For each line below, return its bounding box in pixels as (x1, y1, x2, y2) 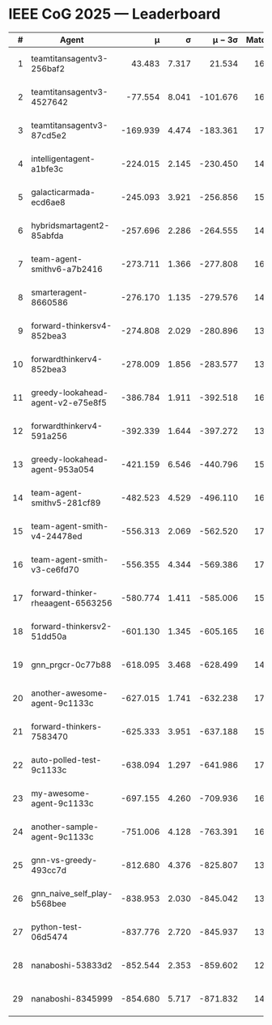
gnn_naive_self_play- (31, 887, 113, 899)
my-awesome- (31, 787, 91, 798)
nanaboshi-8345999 (31, 993, 113, 1004)
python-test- (31, 921, 83, 932)
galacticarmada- (31, 186, 96, 198)
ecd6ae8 (31, 196, 66, 207)
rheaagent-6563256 (31, 597, 113, 608)
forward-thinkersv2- (31, 620, 112, 632)
